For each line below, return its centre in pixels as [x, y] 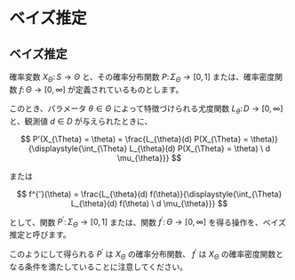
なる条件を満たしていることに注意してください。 [99, 267]
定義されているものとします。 [129, 89]
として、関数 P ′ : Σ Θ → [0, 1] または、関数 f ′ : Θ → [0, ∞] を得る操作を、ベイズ [147, 222]
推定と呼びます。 [40, 235]
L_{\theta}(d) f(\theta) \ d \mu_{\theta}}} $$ [149, 203]
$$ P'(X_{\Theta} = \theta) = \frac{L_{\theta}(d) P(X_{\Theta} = [135, 139]
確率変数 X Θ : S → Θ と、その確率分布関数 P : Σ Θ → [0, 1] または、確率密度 [142, 78]
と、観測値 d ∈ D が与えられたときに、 [81, 121]
